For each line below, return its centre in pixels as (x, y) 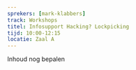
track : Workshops (32, 20)
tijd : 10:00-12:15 (34, 33)
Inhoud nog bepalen (36, 59)
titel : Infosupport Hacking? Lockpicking (68, 26)
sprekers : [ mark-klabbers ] (46, 14)
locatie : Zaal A (31, 40)
